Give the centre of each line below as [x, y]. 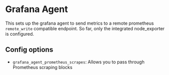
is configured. [20, 34]
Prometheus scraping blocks [42, 67]
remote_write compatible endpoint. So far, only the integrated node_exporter [85, 28]
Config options [29, 50]
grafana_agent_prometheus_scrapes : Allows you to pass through [78, 62]
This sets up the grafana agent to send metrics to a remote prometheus [80, 23]
